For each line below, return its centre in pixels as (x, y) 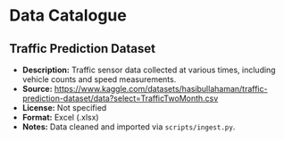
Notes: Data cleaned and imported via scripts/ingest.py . (129, 127)
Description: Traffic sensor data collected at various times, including (149, 70)
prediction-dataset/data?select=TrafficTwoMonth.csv (120, 98)
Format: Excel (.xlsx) (61, 117)
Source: (37, 89)
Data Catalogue (68, 16)
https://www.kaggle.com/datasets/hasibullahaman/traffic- (161, 89)
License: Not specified (64, 108)
